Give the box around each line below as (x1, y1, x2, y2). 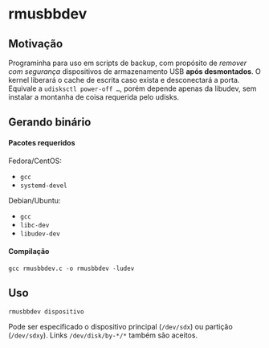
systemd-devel (19, 182, 67, 190)
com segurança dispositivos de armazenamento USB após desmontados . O (8, 67, 261, 76)
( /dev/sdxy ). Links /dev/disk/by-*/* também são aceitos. (8, 330, 198, 340)
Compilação (8, 247, 50, 256)
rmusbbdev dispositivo (8, 307, 84, 316)
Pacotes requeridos (8, 137, 75, 147)
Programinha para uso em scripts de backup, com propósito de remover (8, 58, 247, 68)
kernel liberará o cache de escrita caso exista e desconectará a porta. (8, 76, 240, 84)
